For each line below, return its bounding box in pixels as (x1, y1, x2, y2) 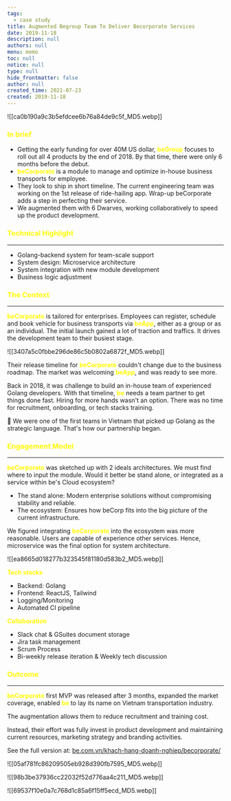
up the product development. (16, 211, 100, 219)
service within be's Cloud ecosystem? (7, 478, 115, 486)
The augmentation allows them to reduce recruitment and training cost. (7, 712, 209, 721)
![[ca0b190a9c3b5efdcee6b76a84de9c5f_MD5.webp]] (7, 112, 163, 121)
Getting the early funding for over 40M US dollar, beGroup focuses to (16, 146, 214, 154)
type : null (7, 68, 38, 75)
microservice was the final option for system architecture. (7, 542, 170, 550)
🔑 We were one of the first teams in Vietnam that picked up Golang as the (7, 417, 215, 425)
